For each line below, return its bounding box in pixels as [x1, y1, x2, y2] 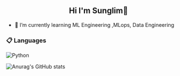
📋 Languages [6, 36, 47, 44]
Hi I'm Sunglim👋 [69, 6, 128, 16]
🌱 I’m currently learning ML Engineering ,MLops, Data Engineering [14, 21, 175, 28]
